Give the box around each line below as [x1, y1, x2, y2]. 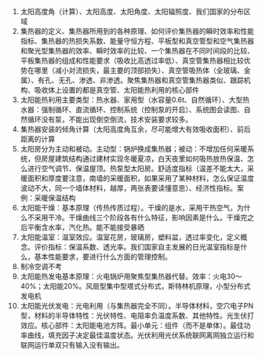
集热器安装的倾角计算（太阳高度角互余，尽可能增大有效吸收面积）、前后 [20, 125, 251, 133]
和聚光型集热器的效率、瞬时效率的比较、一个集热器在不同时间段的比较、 [20, 46, 254, 55]
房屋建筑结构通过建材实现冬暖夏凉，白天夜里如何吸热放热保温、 [41, 154, 248, 163]
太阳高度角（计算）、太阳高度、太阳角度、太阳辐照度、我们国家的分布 [20, 7, 244, 16]
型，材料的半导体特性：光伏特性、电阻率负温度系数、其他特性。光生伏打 [20, 311, 254, 320]
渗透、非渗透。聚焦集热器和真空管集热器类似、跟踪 [78, 75, 244, 85]
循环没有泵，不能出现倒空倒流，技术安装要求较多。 [27, 115, 193, 124]
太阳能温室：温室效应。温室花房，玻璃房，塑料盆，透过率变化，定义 [20, 232, 241, 242]
